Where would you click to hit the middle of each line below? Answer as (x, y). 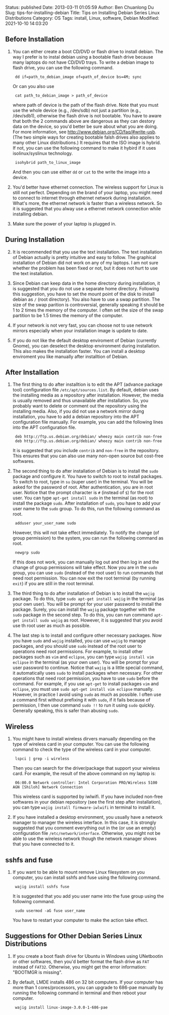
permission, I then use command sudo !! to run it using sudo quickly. (84, 705)
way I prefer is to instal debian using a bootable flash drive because (83, 57)
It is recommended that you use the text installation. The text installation (87, 252)
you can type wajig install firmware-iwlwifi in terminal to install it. (84, 807)
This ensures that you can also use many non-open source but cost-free (88, 456)
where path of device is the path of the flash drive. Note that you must (86, 105)
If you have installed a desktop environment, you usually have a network (88, 817)
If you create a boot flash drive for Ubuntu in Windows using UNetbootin (88, 956)
